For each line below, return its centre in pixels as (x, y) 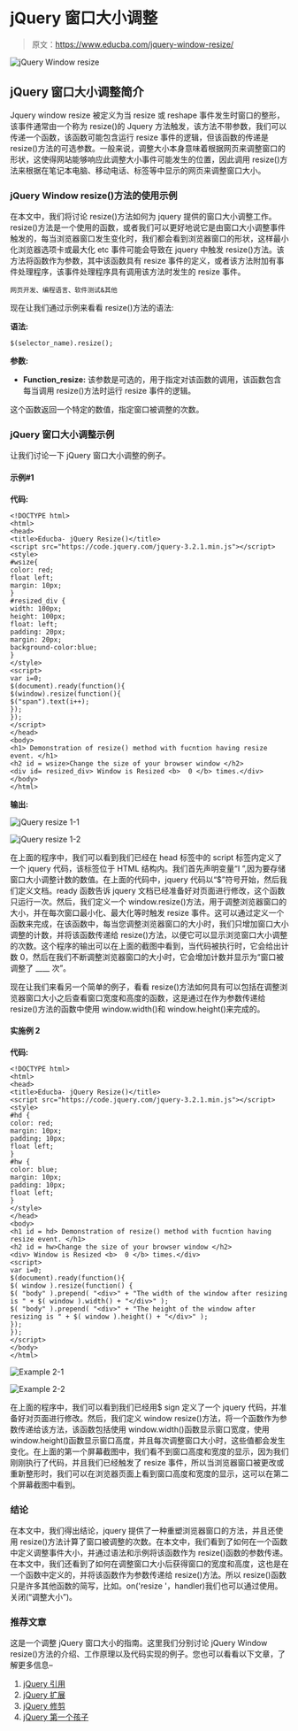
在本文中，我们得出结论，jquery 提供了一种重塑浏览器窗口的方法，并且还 (143, 1531)
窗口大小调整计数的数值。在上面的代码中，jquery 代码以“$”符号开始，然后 (145, 879)
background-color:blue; (54, 647)
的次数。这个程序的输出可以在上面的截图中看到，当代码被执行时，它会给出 (145, 946)
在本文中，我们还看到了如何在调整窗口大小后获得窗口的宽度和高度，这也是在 (149, 1564)
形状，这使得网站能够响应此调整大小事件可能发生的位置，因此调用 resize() (145, 159)
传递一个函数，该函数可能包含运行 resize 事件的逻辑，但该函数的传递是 (139, 137)
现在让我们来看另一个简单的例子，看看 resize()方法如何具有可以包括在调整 (145, 987)
